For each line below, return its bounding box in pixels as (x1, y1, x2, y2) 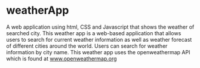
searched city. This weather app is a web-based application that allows (6, 29, 181, 36)
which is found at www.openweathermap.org (6, 55, 118, 62)
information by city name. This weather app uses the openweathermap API (6, 48, 190, 55)
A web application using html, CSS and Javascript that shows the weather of (6, 23, 195, 30)
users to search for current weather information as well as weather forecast (6, 36, 192, 43)
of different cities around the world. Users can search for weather (6, 42, 168, 50)
